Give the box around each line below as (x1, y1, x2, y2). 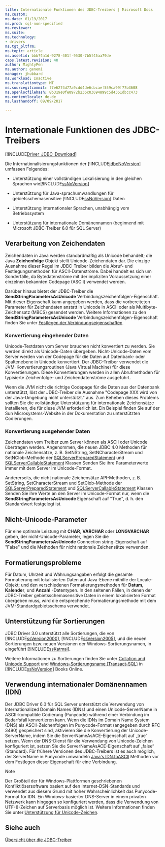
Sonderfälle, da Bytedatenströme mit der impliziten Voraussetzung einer (5, 273, 152, 279)
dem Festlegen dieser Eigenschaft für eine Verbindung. (5, 759, 117, 765)
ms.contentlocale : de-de (5, 94, 56, 99)
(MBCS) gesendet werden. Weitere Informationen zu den (31, 309, 147, 315)
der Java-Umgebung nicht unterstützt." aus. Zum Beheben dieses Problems (5, 395, 159, 401)
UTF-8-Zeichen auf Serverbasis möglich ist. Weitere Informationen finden (5, 804, 155, 810)
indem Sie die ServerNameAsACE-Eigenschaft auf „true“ (33, 733, 148, 739)
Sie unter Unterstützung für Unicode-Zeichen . (5, 809, 99, 815)
